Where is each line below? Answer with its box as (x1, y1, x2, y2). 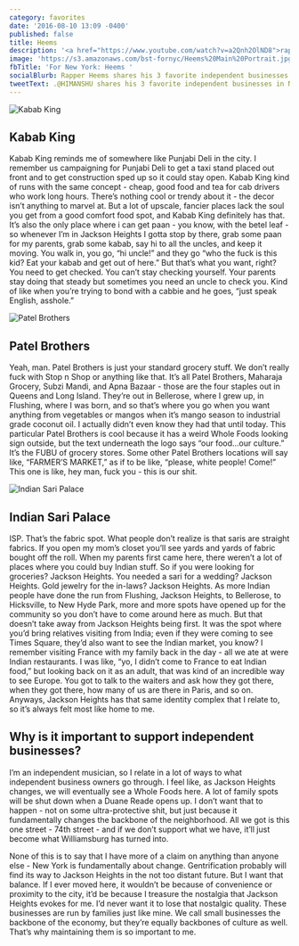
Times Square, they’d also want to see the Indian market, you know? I (9, 638, 263, 648)
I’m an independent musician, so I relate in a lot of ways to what (9, 767, 243, 777)
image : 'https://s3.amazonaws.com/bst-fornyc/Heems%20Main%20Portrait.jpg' (9, 54, 296, 63)
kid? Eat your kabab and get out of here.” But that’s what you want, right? (9, 258, 278, 268)
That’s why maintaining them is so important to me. (9, 926, 197, 937)
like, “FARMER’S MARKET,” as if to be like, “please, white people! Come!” (9, 457, 277, 468)
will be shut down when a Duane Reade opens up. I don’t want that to (9, 795, 263, 806)
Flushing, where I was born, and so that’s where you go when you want (9, 400, 271, 411)
